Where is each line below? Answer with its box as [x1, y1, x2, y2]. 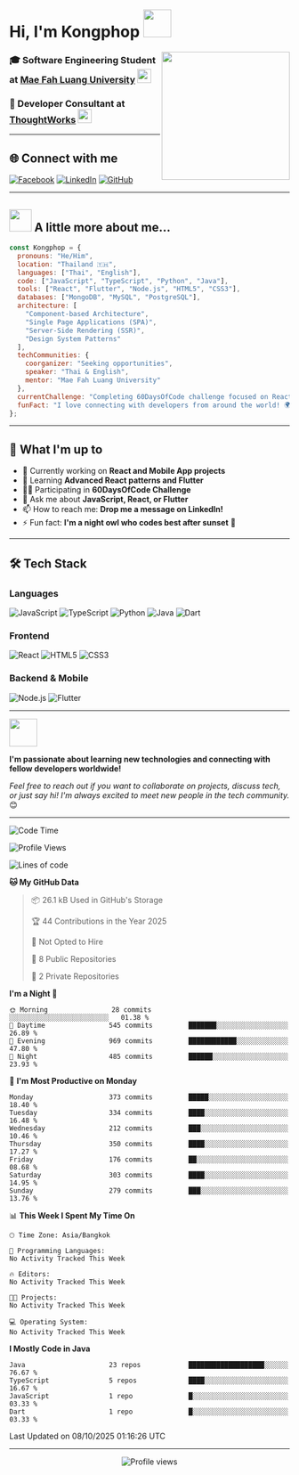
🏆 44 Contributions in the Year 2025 [30, 916, 167, 926]
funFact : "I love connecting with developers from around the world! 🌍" [17, 401, 295, 410]
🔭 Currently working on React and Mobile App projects [21, 466, 226, 477]
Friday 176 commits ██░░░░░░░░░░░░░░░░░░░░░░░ [9, 1154, 289, 1164]
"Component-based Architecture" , [25, 310, 149, 319]
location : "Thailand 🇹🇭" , [17, 259, 117, 269]
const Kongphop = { [9, 243, 82, 253]
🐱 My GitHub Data [9, 876, 80, 887]
